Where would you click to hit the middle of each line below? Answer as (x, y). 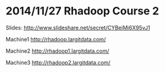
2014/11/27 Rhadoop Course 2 (82, 11)
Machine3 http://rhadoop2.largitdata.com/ (58, 62)
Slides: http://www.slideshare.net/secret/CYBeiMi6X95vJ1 (78, 28)
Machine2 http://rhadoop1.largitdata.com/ (57, 51)
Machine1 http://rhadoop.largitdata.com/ (56, 39)
